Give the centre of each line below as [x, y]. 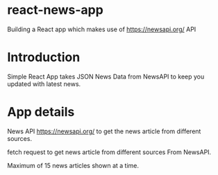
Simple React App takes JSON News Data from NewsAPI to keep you [106, 76]
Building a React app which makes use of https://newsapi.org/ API [102, 29]
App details [41, 112]
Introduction [44, 57]
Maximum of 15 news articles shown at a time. [73, 165]
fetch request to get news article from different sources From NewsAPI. [109, 152]
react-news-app [56, 10]
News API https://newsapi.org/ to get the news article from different [104, 131]
